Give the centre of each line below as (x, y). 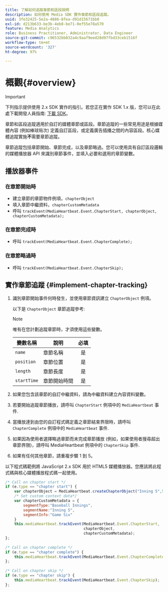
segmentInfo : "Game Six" (48, 515)
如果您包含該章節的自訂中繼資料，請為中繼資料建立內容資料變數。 (80, 394)
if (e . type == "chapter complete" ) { (44, 552)
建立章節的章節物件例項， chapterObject (53, 198)
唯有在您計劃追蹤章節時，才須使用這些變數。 (58, 329)
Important (15, 97)
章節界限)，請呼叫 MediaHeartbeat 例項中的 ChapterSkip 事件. (76, 445)
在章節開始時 (21, 186)
